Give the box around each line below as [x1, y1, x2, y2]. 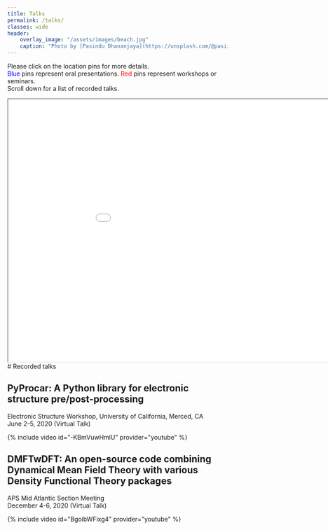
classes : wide [7, 23, 49, 30]
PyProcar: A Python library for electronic [7, 382, 189, 394]
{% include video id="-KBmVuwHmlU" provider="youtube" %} [7, 433, 188, 441]
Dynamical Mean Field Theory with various [7, 464, 198, 476]
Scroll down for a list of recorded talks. [7, 85, 119, 92]
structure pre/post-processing [7, 393, 144, 405]
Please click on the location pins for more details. [7, 62, 149, 70]
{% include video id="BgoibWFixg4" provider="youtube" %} [7, 515, 182, 523]
